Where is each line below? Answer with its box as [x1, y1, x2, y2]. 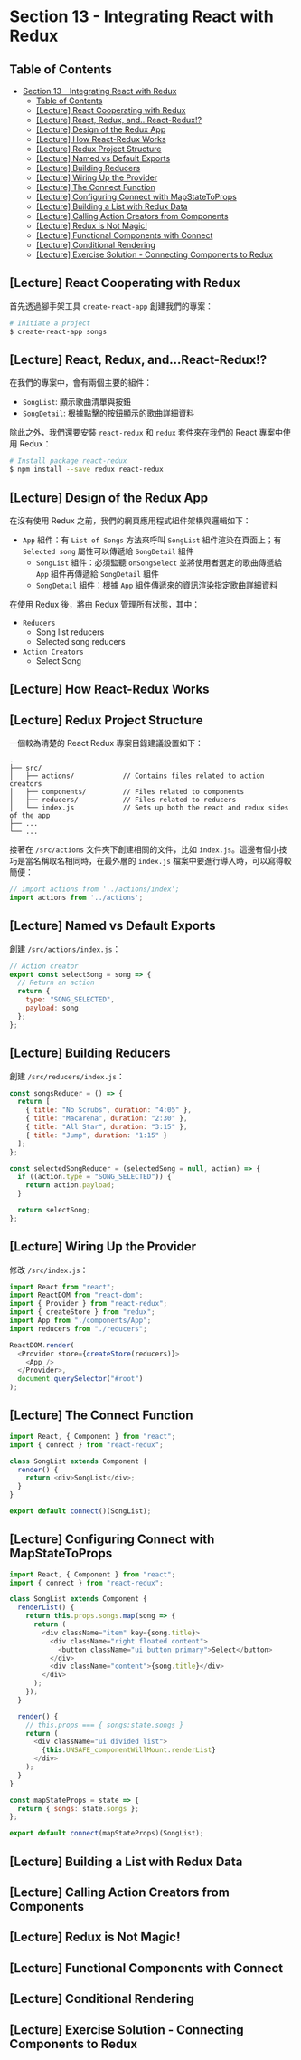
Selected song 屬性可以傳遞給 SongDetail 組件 [22, 545, 194, 556]
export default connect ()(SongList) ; [9, 1507, 152, 1516]
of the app [9, 811, 51, 820]
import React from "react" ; [9, 1282, 116, 1291]
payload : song [25, 1003, 79, 1013]
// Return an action [17, 978, 95, 988]
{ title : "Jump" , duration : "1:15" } [25, 1130, 168, 1140]
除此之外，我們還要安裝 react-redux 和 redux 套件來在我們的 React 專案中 [9, 427, 283, 438]
